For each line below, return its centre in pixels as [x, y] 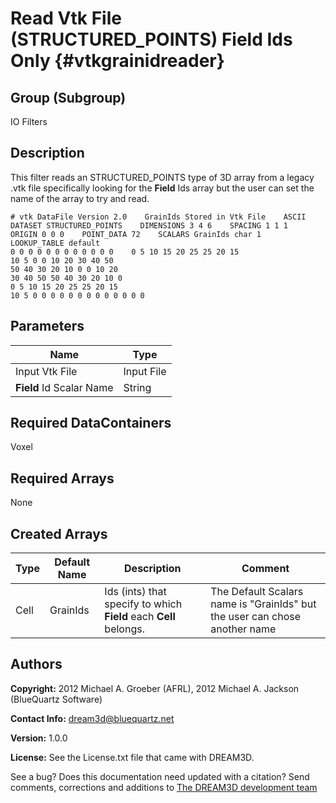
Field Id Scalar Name [64, 387]
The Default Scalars [257, 592]
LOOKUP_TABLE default [55, 243]
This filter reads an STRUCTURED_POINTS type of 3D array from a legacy [162, 177]
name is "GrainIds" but [263, 604]
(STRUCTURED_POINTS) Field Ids [151, 39]
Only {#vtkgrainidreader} [117, 61]
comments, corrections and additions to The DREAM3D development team [164, 787]
